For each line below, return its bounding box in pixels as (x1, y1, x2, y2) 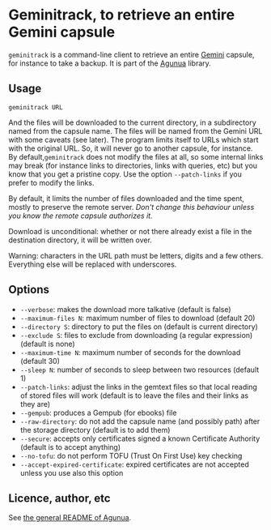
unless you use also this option (19, 468, 124, 477)
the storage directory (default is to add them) (19, 425, 171, 434)
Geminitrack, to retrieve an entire (8, 6, 235, 24)
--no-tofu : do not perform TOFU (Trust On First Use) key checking (19, 451, 243, 460)
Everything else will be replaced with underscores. (8, 259, 177, 269)
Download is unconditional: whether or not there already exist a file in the (8, 226, 252, 236)
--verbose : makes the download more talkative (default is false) (19, 304, 232, 314)
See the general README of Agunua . (8, 513, 132, 523)
